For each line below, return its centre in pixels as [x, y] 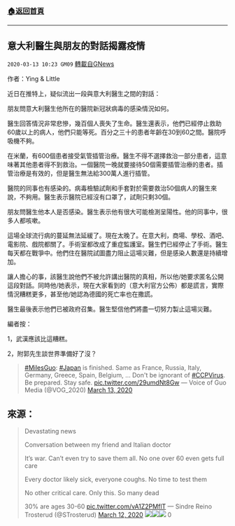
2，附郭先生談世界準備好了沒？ [52, 354]
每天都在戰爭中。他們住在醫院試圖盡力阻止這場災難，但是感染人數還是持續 [114, 253]
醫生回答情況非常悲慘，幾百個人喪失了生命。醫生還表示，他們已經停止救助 [114, 123]
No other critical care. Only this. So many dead [92, 492]
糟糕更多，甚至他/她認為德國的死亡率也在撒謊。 [88, 294]
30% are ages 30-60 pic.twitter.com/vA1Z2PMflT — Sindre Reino [118, 506]
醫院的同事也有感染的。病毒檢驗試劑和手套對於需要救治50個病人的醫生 [109, 188]
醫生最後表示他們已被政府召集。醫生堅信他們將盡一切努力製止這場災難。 [111, 309]
